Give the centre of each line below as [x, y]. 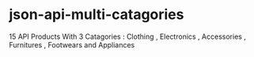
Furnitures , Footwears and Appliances [72, 44]
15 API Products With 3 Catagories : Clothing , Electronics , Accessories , [127, 36]
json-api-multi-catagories [97, 15]
